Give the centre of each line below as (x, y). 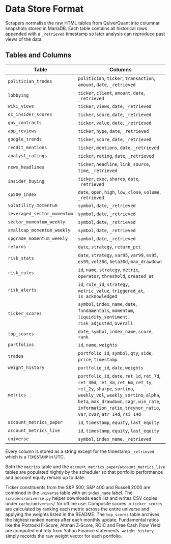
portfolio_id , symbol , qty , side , (116, 353)
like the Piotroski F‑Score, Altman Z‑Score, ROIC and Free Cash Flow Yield (83, 525)
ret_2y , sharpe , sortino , (106, 388)
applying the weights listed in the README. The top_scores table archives (82, 514)
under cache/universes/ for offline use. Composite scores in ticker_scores (84, 503)
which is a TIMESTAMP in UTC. (35, 456)
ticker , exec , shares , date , (109, 179)
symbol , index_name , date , (108, 304)
